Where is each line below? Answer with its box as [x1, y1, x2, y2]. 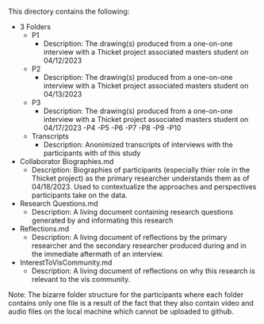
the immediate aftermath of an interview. [31, 250, 164, 258]
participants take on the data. [31, 190, 128, 200]
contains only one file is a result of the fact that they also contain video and [8, 299, 254, 307]
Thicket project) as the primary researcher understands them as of [31, 173, 250, 183]
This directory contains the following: [8, 7, 130, 16]
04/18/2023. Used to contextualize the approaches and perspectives [31, 182, 257, 191]
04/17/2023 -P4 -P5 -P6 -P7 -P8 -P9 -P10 [43, 123, 182, 132]
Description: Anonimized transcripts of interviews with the [43, 140, 234, 149]
